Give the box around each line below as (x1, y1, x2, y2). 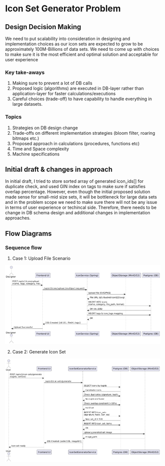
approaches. (5, 215, 31, 221)
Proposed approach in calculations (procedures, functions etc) (12, 140, 140, 146)
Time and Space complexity (12, 146, 69, 152)
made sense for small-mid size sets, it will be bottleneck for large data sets (5, 194, 157, 200)
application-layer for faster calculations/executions (12, 91, 116, 97)
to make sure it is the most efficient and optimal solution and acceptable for (5, 51, 159, 57)
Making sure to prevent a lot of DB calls (12, 80, 93, 86)
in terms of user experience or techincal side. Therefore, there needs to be (5, 204, 157, 210)
